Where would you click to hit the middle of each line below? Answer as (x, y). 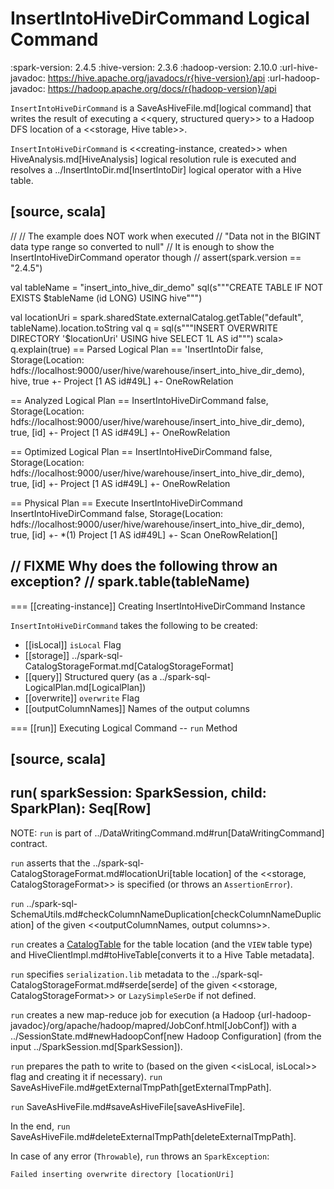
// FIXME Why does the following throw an (144, 566)
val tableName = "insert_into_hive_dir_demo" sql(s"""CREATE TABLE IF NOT (167, 287)
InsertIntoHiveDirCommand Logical (160, 18)
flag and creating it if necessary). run (86, 1076)
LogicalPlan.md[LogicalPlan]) (85, 687)
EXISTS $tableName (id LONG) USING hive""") (106, 298)
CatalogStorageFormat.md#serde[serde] (94, 984)
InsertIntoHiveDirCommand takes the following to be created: (134, 625)
